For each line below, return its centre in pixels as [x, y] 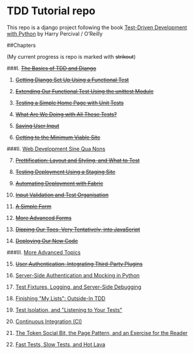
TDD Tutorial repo [51, 11]
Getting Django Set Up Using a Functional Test [72, 80]
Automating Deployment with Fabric [59, 183]
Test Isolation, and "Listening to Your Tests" [69, 309]
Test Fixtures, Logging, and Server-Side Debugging [78, 287]
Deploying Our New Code [47, 241]
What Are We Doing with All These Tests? [66, 114]
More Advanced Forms [43, 217]
